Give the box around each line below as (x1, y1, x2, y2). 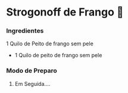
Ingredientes (6, 27, 44, 35)
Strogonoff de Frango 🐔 (6, 5, 124, 19)
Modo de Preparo (6, 67, 58, 75)
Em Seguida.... (14, 80, 51, 87)
